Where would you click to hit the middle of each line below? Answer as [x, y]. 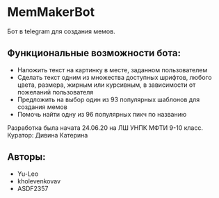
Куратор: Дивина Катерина [48, 135]
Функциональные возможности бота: [94, 53]
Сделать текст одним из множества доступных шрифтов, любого [114, 77]
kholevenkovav [39, 181]
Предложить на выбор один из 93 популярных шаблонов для [108, 99]
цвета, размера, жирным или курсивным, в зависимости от [106, 85]
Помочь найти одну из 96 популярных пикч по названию [102, 114]
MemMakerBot [51, 12]
